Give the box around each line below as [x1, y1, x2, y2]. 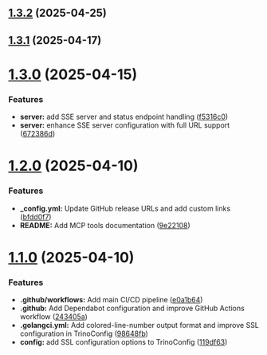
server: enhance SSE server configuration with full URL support [19, 120, 230, 130]
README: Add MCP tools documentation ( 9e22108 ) [19, 220, 191, 230]
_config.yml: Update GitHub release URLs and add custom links [19, 203, 231, 213]
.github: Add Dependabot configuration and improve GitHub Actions [19, 303, 245, 314]
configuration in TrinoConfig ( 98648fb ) [19, 329, 149, 338]
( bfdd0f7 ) [19, 211, 52, 222]
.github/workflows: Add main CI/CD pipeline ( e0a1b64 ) [19, 295, 203, 305]
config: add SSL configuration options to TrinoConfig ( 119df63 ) [19, 337, 228, 347]
